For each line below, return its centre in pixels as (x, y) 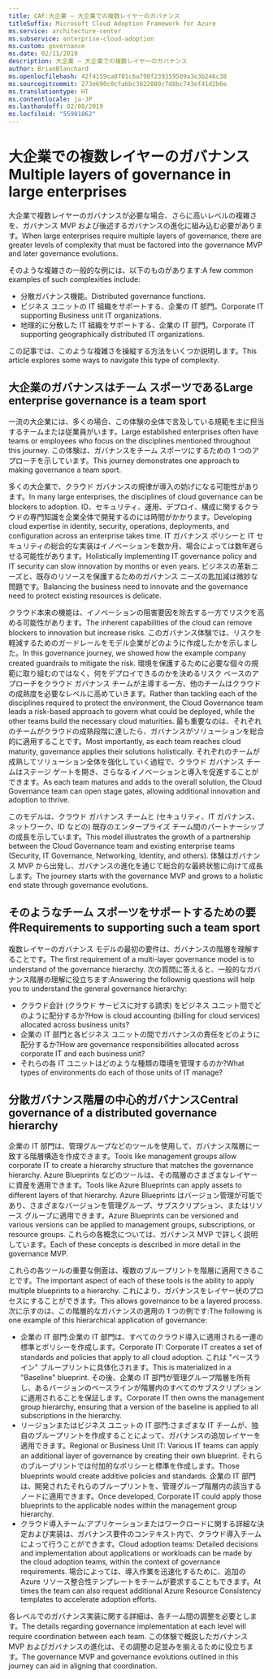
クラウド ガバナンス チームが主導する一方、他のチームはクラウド (152, 683)
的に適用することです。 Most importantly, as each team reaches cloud (125, 741)
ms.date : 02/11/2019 (43, 54)
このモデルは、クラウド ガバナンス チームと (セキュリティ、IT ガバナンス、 (134, 816)
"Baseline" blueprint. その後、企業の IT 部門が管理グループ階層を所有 (135, 1378)
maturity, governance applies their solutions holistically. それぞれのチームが (134, 751)
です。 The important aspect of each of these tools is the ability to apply (134, 1281)
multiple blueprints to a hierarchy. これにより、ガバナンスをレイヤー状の (129, 1291)
